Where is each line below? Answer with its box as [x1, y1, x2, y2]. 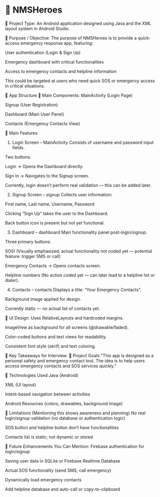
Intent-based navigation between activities [5, 391, 91, 397]
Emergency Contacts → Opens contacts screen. [5, 262, 101, 269]
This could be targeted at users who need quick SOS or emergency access [5, 78, 155, 84]
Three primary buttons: [5, 239, 51, 244]
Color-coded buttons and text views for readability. [5, 334, 107, 340]
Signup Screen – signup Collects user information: [12, 191, 112, 197]
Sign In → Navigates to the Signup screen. [5, 172, 90, 179]
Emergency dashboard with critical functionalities [5, 59, 104, 65]
